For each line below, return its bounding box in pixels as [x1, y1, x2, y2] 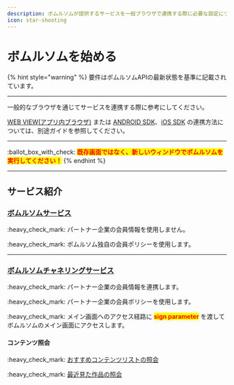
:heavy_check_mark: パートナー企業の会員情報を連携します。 [7, 283, 183, 291]
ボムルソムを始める [7, 49, 117, 65]
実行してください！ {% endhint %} [7, 157, 106, 165]
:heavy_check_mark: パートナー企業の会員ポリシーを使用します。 [7, 297, 195, 306]
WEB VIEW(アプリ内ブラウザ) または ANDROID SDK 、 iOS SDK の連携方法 [7, 118, 218, 126]
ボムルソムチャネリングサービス [7, 266, 114, 276]
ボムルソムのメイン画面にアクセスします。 [7, 321, 129, 329]
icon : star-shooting [7, 17, 68, 24]
